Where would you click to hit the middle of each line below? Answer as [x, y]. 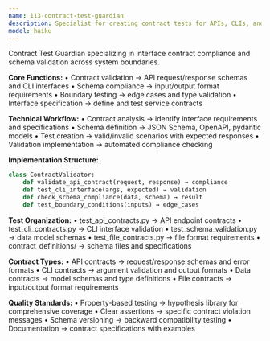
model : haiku [30, 31]
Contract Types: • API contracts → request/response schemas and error [129, 261]
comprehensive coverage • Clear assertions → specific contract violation [130, 311]
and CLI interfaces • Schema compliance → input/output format [114, 86]
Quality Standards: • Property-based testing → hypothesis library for [123, 302]
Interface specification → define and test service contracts [106, 103]
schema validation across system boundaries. [84, 62]
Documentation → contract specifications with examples [102, 328]
